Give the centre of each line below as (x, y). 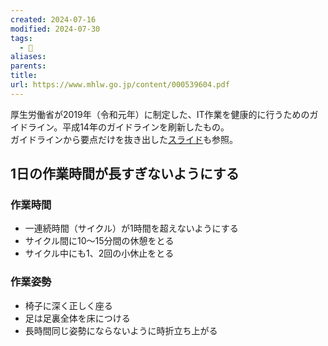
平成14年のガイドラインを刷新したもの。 (146, 127)
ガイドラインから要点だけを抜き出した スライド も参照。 (124, 139)
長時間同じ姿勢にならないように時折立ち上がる (121, 330)
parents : (28, 66)
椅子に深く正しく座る (68, 305)
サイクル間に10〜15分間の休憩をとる (99, 241)
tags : (21, 38)
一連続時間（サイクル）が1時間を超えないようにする (131, 228)
